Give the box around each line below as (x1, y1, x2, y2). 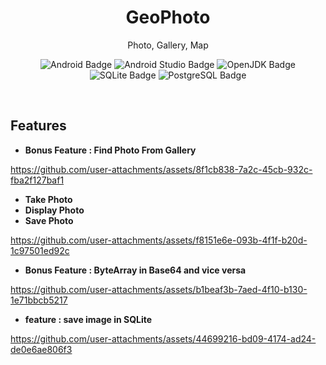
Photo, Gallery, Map (127, 39, 209, 51)
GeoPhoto (125, 6, 211, 29)
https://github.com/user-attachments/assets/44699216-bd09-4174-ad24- (10, 332, 317, 345)
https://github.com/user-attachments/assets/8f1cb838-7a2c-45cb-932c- (10, 163, 313, 175)
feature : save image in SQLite (24, 313, 153, 325)
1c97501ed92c (10, 244, 70, 256)
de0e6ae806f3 (10, 343, 73, 355)
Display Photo (24, 204, 85, 216)
